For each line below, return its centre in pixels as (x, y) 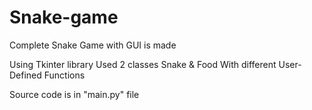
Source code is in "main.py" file (74, 94)
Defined (25, 75)
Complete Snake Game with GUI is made (93, 45)
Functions (64, 75)
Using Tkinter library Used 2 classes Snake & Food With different (143, 64)
